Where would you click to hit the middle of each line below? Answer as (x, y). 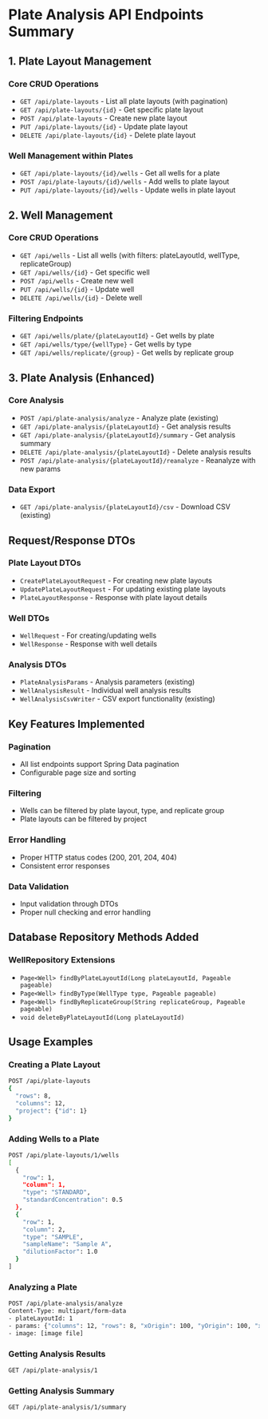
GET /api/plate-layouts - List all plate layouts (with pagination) (124, 101)
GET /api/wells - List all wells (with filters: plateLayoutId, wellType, (130, 255)
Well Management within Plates (71, 156)
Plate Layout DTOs (45, 563)
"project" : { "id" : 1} (51, 1111)
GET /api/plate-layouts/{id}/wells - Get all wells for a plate (120, 173)
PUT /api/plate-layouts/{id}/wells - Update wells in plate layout (128, 190)
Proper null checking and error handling (85, 912)
